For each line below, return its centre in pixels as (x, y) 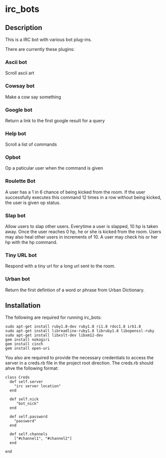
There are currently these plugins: (40, 49)
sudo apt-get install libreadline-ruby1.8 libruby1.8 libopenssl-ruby (80, 331)
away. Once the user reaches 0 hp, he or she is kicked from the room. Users (83, 232)
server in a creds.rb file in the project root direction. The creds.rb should (79, 363)
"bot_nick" (27, 404)
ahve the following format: (32, 368)
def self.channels (29, 434)
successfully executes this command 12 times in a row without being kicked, (83, 197)
